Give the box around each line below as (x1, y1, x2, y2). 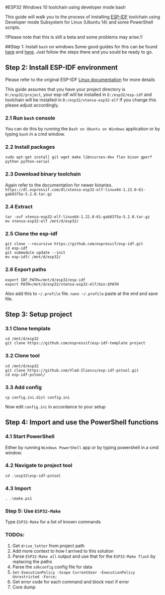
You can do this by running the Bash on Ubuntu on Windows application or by (5, 126, 161, 132)
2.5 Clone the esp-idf (5, 230, 58, 237)
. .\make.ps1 (5, 496, 32, 501)
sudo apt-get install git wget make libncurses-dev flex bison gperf (5, 155, 153, 160)
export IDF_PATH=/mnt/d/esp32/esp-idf (5, 277, 85, 283)
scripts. (5, 24, 21, 30)
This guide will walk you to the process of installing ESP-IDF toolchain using (5, 14, 161, 19)
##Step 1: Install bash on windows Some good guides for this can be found (5, 44, 158, 49)
